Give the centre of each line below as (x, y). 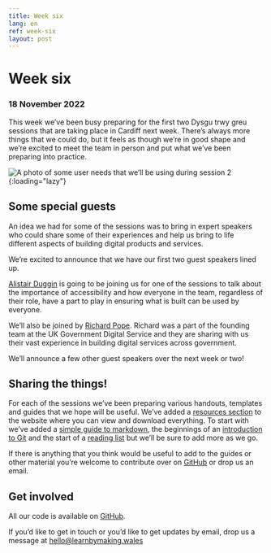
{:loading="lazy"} (37, 181)
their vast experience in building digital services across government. (123, 342)
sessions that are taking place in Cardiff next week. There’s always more (129, 130)
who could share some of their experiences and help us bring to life (121, 235)
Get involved (41, 496)
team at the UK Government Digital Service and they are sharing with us (129, 333)
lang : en (23, 24)
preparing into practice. (48, 156)
